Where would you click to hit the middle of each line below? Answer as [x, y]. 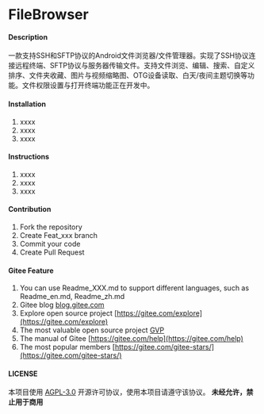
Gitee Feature [31, 270]
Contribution [30, 209]
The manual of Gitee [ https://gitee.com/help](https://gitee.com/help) [132, 339]
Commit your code [50, 244]
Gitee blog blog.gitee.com [62, 305]
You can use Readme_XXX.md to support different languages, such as [134, 288]
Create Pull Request [52, 252]
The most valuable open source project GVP [92, 330]
